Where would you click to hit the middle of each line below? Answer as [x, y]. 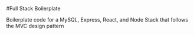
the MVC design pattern [35, 26]
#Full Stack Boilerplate [33, 8]
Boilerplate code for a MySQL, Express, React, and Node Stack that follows [97, 20]
